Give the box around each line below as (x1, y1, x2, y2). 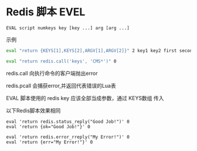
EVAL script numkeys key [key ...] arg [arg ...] (6, 25, 130, 31)
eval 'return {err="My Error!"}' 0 (6, 139, 93, 145)
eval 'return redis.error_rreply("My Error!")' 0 (6, 134, 130, 140)
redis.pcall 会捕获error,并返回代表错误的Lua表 (6, 82, 116, 89)
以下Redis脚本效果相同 (6, 107, 61, 114)
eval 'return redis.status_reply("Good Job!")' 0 (6, 118, 130, 125)
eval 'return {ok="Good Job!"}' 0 (6, 123, 91, 129)
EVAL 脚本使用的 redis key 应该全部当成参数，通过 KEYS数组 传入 (6, 94, 164, 101)
